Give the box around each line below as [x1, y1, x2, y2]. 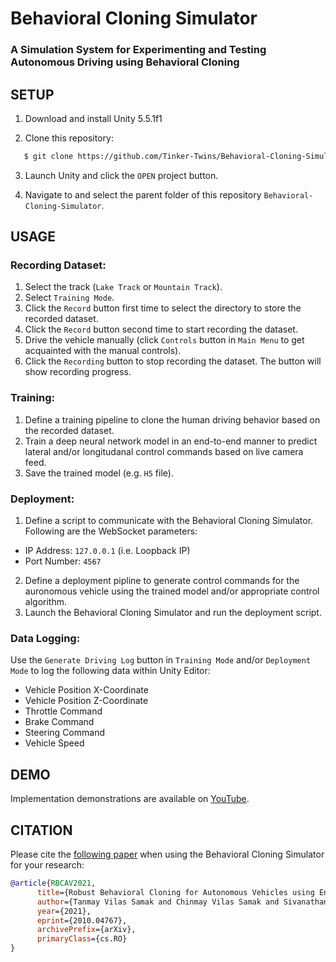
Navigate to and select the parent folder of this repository [24, 188, 262, 201]
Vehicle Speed [24, 737, 85, 749]
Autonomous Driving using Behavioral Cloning [10, 55, 240, 69]
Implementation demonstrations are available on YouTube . [10, 793, 250, 805]
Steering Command [24, 727, 105, 739]
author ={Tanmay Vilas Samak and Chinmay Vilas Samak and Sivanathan [36, 897, 329, 907]
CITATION [10, 822, 73, 839]
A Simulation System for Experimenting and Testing [10, 43, 267, 57]
